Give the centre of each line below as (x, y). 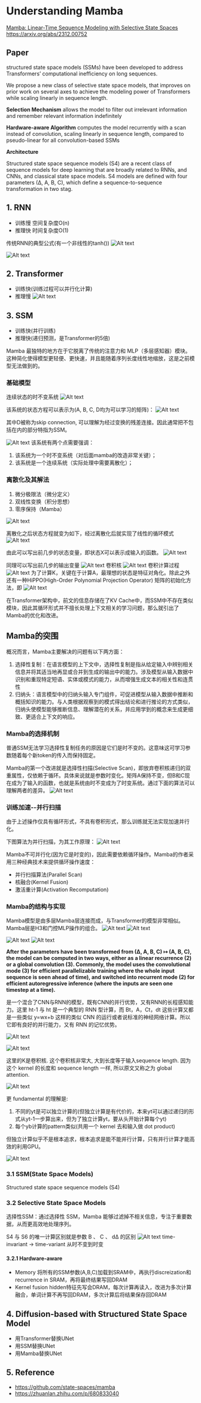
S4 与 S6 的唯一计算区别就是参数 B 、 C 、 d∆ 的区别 (71, 1237)
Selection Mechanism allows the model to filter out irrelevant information (97, 110)
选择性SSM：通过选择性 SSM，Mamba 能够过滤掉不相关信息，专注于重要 (97, 1217)
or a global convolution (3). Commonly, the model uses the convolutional (98, 964)
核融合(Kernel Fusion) (42, 882)
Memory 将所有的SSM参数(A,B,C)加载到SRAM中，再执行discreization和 (103, 1273)
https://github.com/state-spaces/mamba (65, 1387)
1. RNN (19, 208)
